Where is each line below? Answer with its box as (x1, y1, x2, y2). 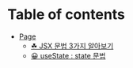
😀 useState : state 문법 (30, 51, 106, 60)
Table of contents (7, 6, 126, 24)
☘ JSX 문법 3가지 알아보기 (30, 41, 114, 51)
